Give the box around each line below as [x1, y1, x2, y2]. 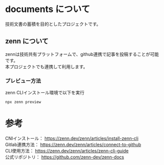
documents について [5, 3, 90, 15]
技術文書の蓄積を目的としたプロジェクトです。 [5, 21, 101, 27]
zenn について [5, 37, 49, 45]
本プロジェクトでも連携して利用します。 [5, 63, 88, 69]
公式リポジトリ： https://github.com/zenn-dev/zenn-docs [5, 154, 125, 160]
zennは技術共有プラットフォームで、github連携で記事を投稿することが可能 [5, 51, 159, 57]
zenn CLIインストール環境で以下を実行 [5, 90, 85, 96]
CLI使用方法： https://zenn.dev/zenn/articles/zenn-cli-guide [5, 148, 129, 154]
